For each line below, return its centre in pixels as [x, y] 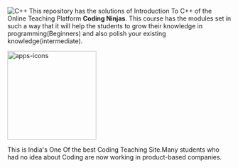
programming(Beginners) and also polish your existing [87, 33]
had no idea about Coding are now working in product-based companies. [115, 157]
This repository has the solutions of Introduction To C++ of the [120, 11]
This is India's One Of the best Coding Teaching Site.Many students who [114, 150]
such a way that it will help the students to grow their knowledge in [105, 26]
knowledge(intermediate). [45, 41]
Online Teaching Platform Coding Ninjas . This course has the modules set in [119, 18]
